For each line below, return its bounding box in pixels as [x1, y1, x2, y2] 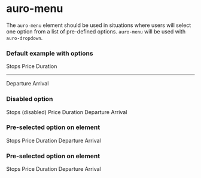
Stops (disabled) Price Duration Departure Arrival [6, 108, 127, 115]
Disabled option [6, 95, 53, 103]
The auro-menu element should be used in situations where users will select [6, 22, 191, 29]
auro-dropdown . [6, 34, 43, 41]
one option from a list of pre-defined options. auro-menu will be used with [6, 27, 186, 35]
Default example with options [6, 49, 94, 57]
